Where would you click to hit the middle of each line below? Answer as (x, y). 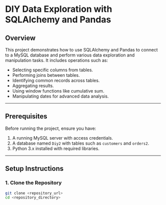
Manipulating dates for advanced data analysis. (61, 96)
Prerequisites (26, 117)
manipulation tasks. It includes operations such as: (57, 60)
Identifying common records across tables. (56, 80)
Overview (21, 38)
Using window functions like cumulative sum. (58, 91)
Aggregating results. (33, 86)
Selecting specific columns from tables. (53, 70)
